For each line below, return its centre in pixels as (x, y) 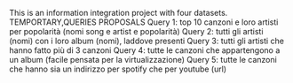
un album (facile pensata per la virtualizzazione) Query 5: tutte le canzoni (143, 60)
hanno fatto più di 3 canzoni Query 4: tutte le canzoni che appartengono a (145, 50)
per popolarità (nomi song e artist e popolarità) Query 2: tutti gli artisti (136, 31)
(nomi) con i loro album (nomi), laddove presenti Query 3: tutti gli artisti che (146, 41)
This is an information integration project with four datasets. (119, 13)
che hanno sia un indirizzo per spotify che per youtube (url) (118, 69)
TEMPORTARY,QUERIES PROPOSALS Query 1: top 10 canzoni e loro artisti (144, 22)
